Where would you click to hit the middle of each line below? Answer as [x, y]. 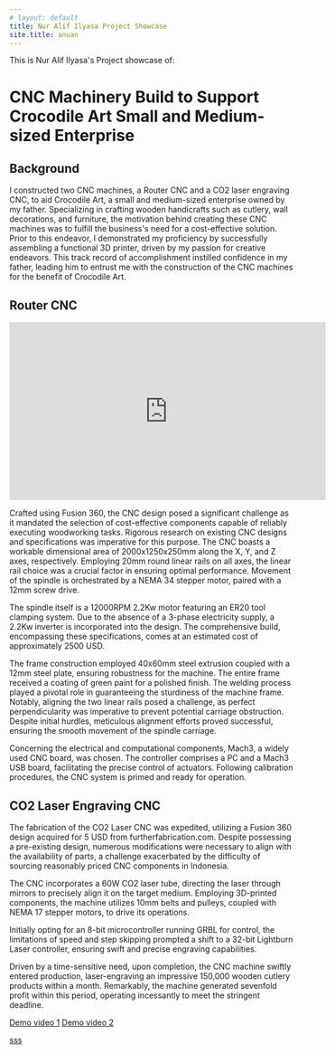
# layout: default [44, 18]
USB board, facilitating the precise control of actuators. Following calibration [151, 768]
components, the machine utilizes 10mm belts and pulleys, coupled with [143, 902]
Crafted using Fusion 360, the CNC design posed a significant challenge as [149, 513]
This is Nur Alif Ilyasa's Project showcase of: [92, 61]
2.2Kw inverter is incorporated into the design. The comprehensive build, [145, 627]
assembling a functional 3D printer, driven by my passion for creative [138, 248]
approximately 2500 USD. [57, 646]
